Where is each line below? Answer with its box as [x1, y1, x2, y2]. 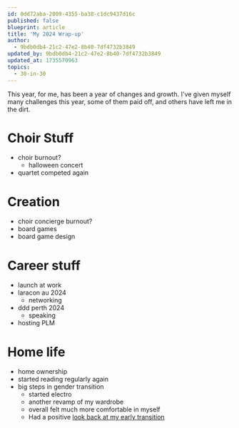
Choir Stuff [7, 130, 74, 146]
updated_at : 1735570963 [7, 57, 78, 64]
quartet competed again [17, 168, 89, 177]
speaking [28, 311, 56, 320]
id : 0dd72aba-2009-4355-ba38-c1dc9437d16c [7, 10, 136, 18]
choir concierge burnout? [17, 217, 93, 225]
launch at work [17, 281, 62, 290]
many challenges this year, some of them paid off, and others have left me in [7, 97, 232, 106]
